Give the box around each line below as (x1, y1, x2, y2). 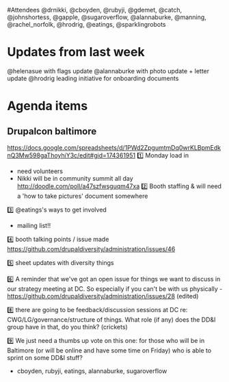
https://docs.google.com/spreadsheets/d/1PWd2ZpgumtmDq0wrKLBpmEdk (7, 143, 221, 151)
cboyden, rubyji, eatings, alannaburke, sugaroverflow (16, 366, 167, 375)
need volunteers (16, 167, 64, 175)
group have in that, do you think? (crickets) (7, 322, 128, 331)
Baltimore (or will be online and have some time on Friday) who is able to (7, 346, 212, 355)
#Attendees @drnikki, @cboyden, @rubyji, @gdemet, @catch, (7, 6, 183, 14)
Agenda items (7, 99, 88, 114)
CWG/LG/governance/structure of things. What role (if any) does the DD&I (7, 315, 216, 324)
